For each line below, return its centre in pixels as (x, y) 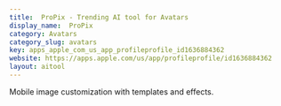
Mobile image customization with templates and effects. (112, 91)
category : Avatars (43, 34)
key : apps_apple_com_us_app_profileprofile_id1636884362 (117, 50)
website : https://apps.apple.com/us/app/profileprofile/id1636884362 (141, 58)
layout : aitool (37, 67)
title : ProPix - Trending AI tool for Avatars (99, 17)
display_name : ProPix (51, 26)
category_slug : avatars (53, 42)
